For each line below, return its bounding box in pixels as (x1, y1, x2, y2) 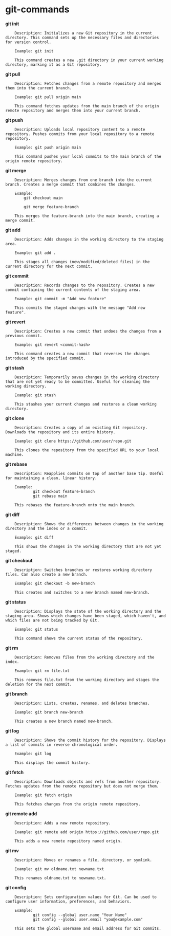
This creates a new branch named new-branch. (14, 719, 114, 724)
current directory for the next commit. (5, 264, 93, 269)
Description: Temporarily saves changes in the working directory (14, 374, 159, 380)
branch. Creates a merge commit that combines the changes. (5, 181, 137, 187)
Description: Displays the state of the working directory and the (14, 609, 161, 614)
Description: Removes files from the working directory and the (14, 654, 155, 660)
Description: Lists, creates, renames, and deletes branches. (14, 701, 150, 706)
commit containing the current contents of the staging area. (5, 287, 141, 292)
